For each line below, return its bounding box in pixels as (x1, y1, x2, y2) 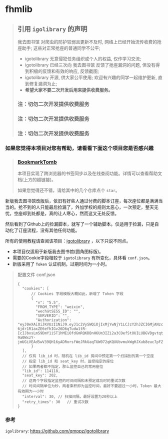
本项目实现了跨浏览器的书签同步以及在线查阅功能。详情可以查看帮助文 (17, 170, 162, 176)
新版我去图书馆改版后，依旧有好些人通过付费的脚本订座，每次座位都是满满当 (5, 197, 163, 203)
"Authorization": (35, 317, 71, 322)
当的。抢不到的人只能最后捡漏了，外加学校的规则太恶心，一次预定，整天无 (5, 204, 158, 210)
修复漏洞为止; (29, 81, 57, 86)
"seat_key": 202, (22, 372, 58, 378)
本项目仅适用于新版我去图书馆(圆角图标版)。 (12, 248, 104, 254)
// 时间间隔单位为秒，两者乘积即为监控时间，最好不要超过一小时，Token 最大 (22, 383, 161, 388)
